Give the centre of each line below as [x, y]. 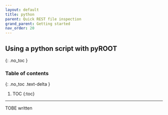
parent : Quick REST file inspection [43, 19]
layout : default [22, 10]
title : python [20, 14]
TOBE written [19, 108]
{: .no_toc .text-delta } [28, 84]
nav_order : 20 [20, 28]
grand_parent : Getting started [38, 24]
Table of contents [27, 73]
